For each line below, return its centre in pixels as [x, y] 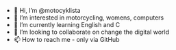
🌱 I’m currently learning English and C [67, 25]
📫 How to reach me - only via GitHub [66, 40]
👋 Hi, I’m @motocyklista [47, 10]
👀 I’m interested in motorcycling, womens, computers [89, 18]
